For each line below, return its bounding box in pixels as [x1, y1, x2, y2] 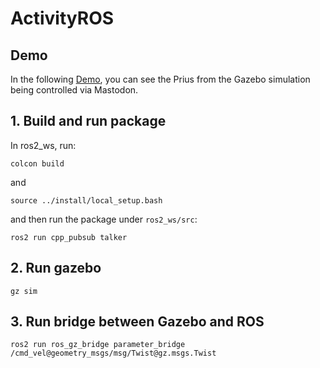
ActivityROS [10, 7, 115, 30]
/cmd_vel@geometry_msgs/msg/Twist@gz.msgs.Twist [10, 348, 217, 359]
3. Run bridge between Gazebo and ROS [10, 313, 265, 331]
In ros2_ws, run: [10, 139, 77, 151]
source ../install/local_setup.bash [10, 195, 163, 206]
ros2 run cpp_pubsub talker [10, 232, 128, 242]
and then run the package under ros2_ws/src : [10, 213, 198, 225]
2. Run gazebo [10, 260, 102, 277]
